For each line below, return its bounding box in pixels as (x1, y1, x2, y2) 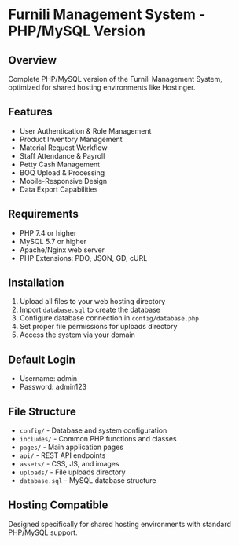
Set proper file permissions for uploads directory (19, 322, 178, 331)
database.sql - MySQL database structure (19, 476, 156, 485)
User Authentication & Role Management (19, 126, 152, 135)
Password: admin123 (19, 382, 87, 392)
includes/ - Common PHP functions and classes (19, 434, 177, 444)
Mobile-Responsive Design (19, 176, 108, 185)
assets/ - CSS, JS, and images (19, 459, 119, 469)
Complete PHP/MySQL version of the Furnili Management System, (8, 75, 222, 83)
